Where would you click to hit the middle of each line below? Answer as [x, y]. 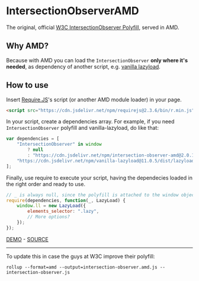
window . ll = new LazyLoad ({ [51, 206]
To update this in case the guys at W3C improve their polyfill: [81, 256]
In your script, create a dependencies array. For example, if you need [90, 122]
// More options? [49, 217]
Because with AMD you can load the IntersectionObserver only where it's [97, 60]
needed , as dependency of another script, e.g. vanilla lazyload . [84, 66]
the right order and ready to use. [46, 184]
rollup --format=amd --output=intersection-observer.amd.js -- [86, 267]
